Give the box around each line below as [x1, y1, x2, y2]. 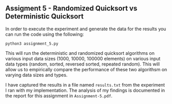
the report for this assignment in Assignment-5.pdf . [5, 92, 113, 99]
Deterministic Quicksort [5, 12, 84, 21]
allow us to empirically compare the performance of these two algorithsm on [5, 66, 167, 72]
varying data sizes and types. [5, 72, 68, 78]
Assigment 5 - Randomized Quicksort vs [5, 4, 138, 13]
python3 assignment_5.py [5, 41, 59, 46]
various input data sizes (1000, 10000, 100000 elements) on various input [5, 55, 161, 61]
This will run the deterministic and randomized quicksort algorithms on [5, 50, 155, 56]
